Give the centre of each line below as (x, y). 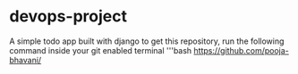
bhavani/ (26, 60)
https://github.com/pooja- (241, 50)
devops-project (68, 16)
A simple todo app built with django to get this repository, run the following (147, 41)
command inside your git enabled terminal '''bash (101, 50)
